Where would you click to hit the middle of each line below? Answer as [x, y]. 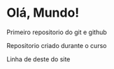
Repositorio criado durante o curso [57, 45]
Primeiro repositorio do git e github [57, 32]
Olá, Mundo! [43, 13]
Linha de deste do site [38, 59]
